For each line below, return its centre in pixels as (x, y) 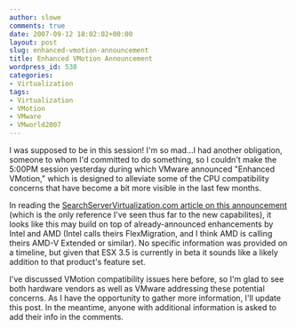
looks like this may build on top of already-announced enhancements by (141, 224)
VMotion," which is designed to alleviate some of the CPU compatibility (139, 178)
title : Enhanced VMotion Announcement (81, 59)
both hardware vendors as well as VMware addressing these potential (137, 289)
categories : (31, 76)
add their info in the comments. (67, 317)
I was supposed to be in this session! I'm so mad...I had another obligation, (146, 150)
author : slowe (36, 17)
